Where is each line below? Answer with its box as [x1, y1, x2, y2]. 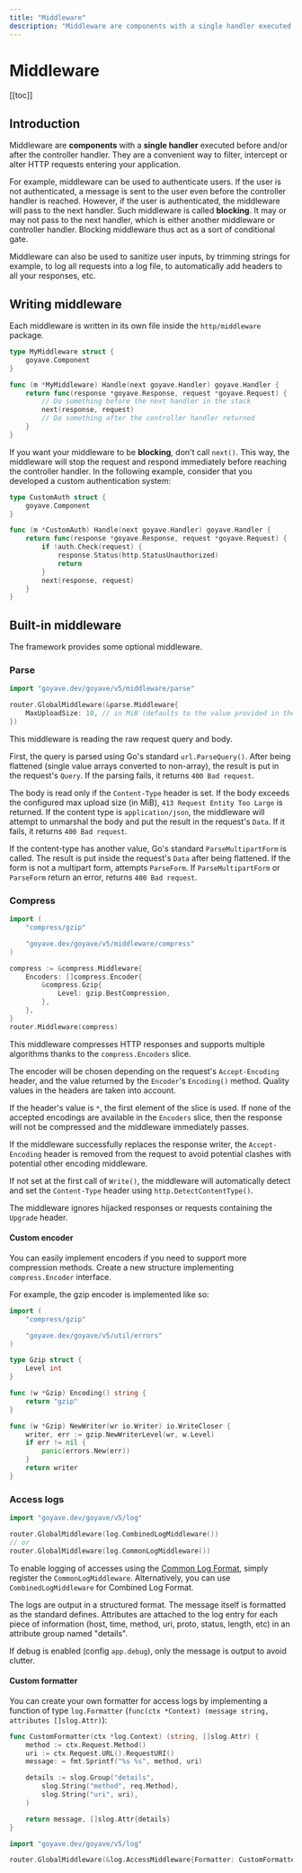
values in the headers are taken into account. [9, 1085, 177, 1096]
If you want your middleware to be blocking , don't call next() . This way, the [9, 446, 290, 457]
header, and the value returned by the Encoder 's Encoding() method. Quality [9, 1075, 289, 1086]
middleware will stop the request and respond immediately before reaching [9, 456, 288, 467]
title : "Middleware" [9, 13, 87, 22]
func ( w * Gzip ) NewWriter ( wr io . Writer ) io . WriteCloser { [9, 1421, 231, 1430]
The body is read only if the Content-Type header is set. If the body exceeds [9, 787, 290, 798]
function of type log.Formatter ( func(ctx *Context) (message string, [9, 1705, 270, 1716]
